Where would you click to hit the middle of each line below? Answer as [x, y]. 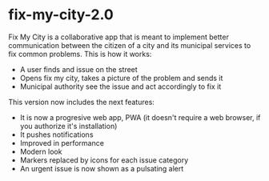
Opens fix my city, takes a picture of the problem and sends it [121, 78]
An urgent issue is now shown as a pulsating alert [102, 168]
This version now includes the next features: [81, 102]
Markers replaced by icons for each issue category [104, 160]
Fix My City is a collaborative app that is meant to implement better [119, 37]
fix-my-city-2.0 [61, 15]
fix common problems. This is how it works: [80, 54]
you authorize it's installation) [68, 126]
